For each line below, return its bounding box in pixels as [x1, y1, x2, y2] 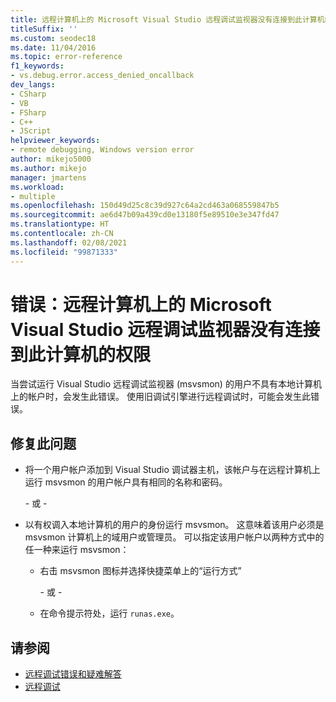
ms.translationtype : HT [10, 219, 110, 230]
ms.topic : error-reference [10, 52, 123, 62]
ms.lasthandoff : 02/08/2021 [10, 237, 128, 248]
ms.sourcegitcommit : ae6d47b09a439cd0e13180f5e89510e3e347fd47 [10, 210, 280, 220]
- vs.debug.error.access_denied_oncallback [10, 71, 195, 81]
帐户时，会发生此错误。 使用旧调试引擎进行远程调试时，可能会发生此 [27, 391, 311, 403]
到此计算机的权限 [10, 343, 152, 366]
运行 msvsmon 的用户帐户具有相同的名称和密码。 [24, 476, 228, 488]
